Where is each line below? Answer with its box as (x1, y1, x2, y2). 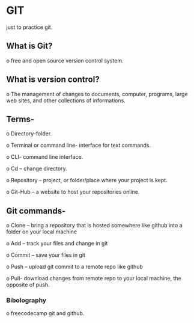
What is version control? (6, 75, 100, 85)
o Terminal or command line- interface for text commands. (6, 142, 151, 149)
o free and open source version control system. (6, 57, 124, 64)
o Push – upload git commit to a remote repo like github (6, 263, 143, 271)
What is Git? (6, 41, 53, 51)
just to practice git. (6, 23, 53, 31)
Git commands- (6, 206, 66, 216)
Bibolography (6, 296, 47, 304)
